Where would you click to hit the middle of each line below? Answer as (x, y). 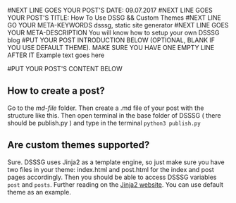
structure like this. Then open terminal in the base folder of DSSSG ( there (114, 115)
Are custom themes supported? (79, 145)
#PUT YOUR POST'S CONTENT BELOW (65, 69)
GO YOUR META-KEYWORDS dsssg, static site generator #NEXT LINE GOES (118, 25)
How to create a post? (56, 91)
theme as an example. (39, 192)
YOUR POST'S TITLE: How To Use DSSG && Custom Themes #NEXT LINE (114, 18)
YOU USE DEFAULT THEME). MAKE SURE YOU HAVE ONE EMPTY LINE (111, 48)
